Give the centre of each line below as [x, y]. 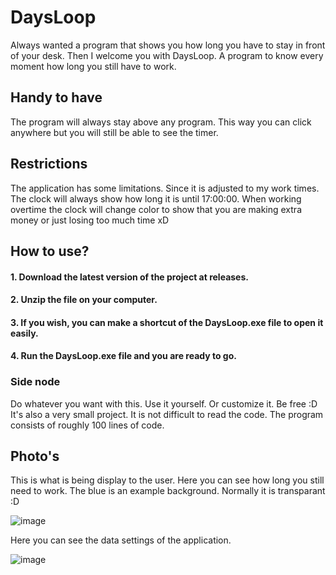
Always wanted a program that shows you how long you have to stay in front [168, 45]
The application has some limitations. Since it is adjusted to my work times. [165, 188]
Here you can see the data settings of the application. [121, 540]
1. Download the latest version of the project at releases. [129, 277]
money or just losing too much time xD [90, 220]
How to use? [50, 251]
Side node [35, 382]
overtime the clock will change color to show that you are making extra [156, 209]
